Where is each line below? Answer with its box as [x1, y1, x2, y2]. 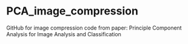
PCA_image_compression [6, 4, 138, 18]
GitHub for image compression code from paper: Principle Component [6, 24, 182, 31]
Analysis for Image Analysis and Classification [6, 30, 121, 37]
